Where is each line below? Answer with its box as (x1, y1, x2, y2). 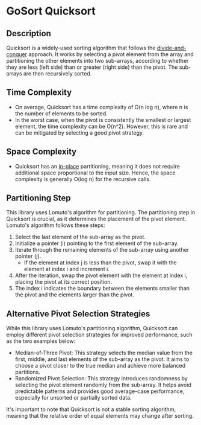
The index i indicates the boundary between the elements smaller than (14, 285, 190, 292)
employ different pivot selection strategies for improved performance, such (6, 331, 193, 339)
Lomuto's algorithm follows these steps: (6, 222, 105, 229)
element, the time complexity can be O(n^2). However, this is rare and (14, 123, 188, 130)
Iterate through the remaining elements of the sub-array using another (14, 246, 190, 254)
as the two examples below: (6, 337, 76, 345)
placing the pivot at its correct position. (14, 278, 113, 286)
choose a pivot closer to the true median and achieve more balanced (14, 362, 185, 369)
